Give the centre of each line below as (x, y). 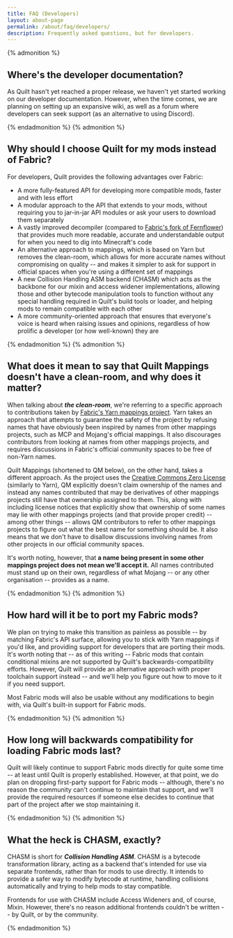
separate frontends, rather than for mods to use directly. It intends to (105, 872)
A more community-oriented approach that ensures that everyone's (114, 316)
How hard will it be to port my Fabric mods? (103, 615)
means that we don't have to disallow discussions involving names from (110, 536)
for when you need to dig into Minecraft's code (85, 242)
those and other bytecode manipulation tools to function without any (115, 294)
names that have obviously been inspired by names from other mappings (112, 427)
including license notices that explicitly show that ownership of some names (116, 507)
